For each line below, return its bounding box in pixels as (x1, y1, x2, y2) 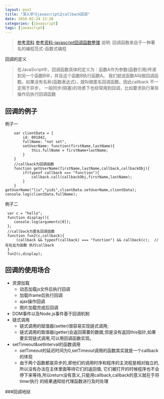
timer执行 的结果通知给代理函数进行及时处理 (19, 378, 109, 384)
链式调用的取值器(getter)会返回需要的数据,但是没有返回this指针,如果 (19, 329, 156, 335)
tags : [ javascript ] (5, 26, 45, 30)
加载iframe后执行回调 (19, 292, 63, 298)
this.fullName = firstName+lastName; (31, 148, 109, 153)
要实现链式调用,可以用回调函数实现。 (19, 335, 94, 341)
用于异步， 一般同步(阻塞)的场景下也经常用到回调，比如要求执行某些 (21, 85, 159, 91)
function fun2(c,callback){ (7, 233, 65, 238)
